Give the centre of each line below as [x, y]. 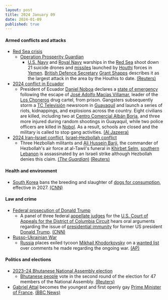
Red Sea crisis [27, 52]
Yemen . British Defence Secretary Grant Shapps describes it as [94, 73]
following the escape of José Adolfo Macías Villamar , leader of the [89, 95]
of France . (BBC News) [36, 292]
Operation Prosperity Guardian [52, 57]
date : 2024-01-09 [23, 19]
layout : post [19, 10]
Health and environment [31, 171]
